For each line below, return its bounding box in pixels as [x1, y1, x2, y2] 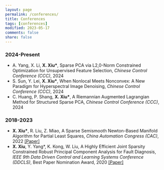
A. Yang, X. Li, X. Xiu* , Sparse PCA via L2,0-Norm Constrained [12, 62, 141, 68]
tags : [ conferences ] [5, 21, 48, 26]
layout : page [5, 7, 32, 12]
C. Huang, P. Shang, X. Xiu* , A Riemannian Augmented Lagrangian [12, 94, 150, 100]
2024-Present [5, 51, 40, 58]
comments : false [5, 30, 39, 35]
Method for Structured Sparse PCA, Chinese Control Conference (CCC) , [12, 99, 160, 105]
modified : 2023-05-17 [5, 26, 50, 31]
